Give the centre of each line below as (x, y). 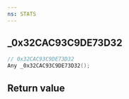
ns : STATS (22, 14)
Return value (36, 88)
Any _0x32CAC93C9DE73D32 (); (49, 66)
